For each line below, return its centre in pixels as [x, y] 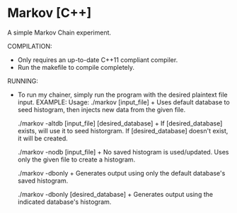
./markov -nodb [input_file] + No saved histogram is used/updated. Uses [123, 152]
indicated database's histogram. [64, 202]
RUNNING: [23, 81]
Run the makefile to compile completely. [76, 67]
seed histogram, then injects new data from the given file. [102, 109]
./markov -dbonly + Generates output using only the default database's [121, 173]
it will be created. [43, 138]
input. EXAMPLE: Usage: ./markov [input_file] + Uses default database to [123, 102]
